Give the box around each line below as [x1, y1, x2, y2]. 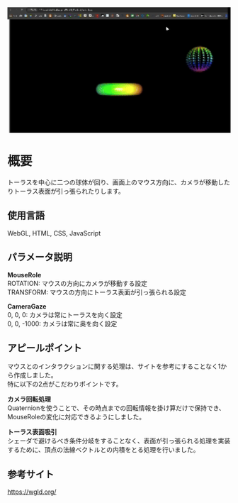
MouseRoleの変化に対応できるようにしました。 [7, 413, 146, 421]
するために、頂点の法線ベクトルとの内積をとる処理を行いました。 [7, 446, 200, 454]
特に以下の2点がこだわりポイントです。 [7, 380, 123, 389]
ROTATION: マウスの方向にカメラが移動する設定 [7, 279, 147, 287]
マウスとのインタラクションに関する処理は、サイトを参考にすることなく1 [7, 362, 221, 371]
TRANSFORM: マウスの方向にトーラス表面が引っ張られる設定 [7, 287, 186, 297]
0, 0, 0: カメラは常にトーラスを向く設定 [7, 310, 123, 319]
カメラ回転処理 [7, 395, 51, 404]
